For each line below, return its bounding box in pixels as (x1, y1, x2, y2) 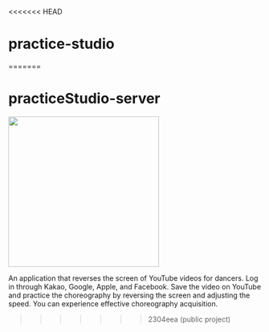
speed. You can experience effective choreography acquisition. (8, 298, 218, 308)
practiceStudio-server (8, 90, 161, 107)
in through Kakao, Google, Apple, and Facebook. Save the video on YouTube (8, 281, 262, 291)
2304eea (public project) (148, 314, 231, 324)
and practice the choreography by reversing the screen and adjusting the (8, 290, 251, 300)
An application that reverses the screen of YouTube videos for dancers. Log (8, 273, 259, 283)
